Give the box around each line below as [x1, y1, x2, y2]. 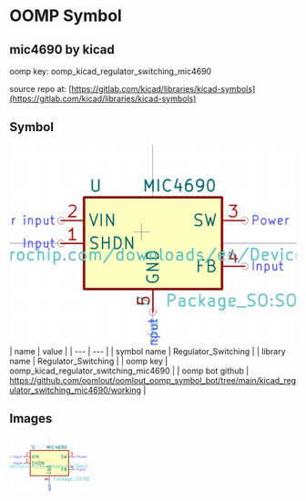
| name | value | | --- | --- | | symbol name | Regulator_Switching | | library [9, 345, 286, 356]
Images [9, 411, 53, 426]
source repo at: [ [9, 84, 72, 94]
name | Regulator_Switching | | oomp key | [9, 355, 168, 366]
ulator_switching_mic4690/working [9, 384, 142, 395]
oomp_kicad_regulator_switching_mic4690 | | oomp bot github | [9, 365, 250, 376]
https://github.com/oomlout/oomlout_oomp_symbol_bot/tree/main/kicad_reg [9, 374, 297, 385]
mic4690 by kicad [9, 42, 116, 57]
